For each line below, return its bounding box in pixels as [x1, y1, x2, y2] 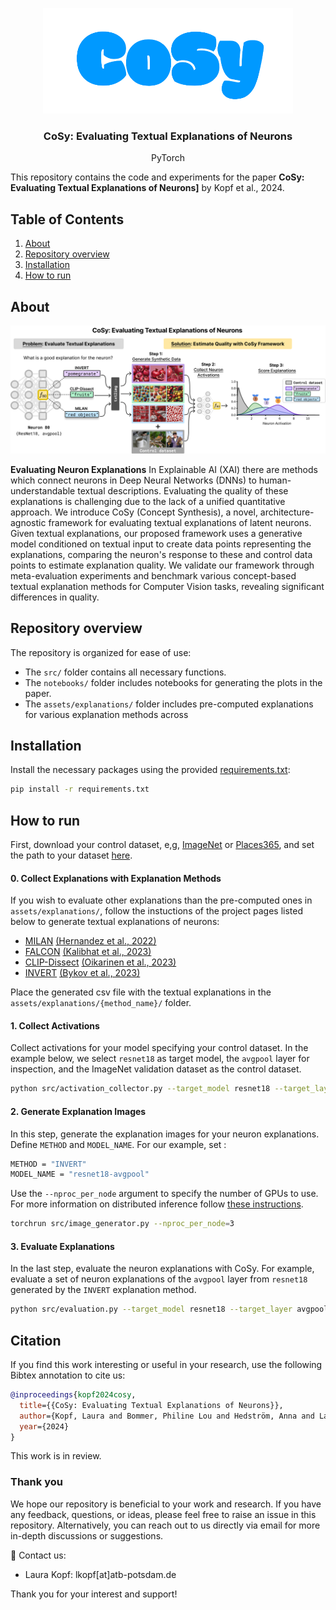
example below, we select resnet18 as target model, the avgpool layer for [10, 1053, 310, 1065]
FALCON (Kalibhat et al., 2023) [24, 946, 152, 958]
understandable [10, 484, 76, 497]
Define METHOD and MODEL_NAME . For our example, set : [10, 1138, 227, 1150]
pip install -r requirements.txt [10, 784, 150, 795]
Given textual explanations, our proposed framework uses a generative [10, 527, 303, 539]
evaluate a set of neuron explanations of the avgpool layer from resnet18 [10, 1273, 308, 1285]
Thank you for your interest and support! [10, 1588, 178, 1600]
